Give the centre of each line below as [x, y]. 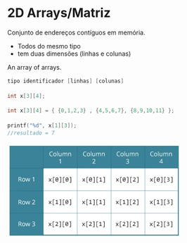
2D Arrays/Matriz [59, 13]
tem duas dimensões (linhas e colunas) [74, 54]
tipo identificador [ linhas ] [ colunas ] [66, 81]
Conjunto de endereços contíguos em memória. [76, 32]
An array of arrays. [34, 67]
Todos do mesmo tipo [49, 46]
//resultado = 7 [31, 133]
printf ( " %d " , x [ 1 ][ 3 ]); [42, 126]
